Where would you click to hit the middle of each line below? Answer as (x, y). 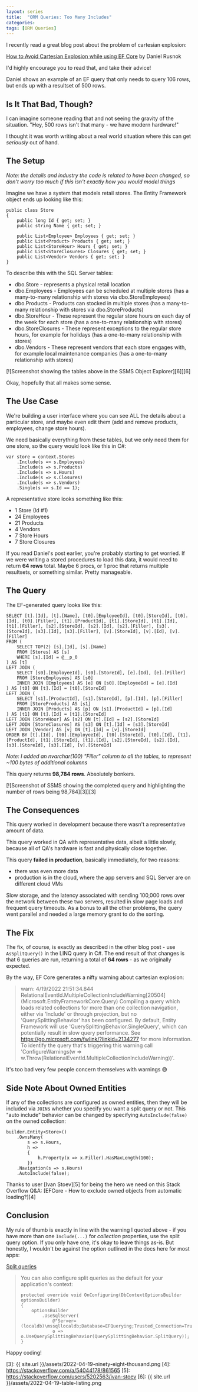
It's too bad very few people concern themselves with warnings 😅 (87, 1070)
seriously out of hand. (33, 143)
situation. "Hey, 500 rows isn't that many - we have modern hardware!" (93, 125)
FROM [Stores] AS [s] (43, 652)
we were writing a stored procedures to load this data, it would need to (92, 559)
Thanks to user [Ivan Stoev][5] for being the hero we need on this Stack (93, 1184)
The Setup (26, 161)
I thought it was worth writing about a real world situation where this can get (99, 136)
